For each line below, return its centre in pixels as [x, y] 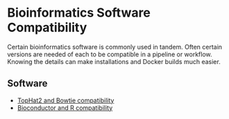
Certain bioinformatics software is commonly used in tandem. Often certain [115, 47]
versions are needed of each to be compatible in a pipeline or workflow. [110, 54]
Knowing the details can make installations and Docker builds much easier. [114, 61]
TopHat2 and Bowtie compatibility [66, 100]
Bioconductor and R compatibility [65, 108]
